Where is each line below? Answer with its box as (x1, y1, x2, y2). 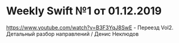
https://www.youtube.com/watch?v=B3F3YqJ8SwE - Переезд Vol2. (6, 24, 174, 31)
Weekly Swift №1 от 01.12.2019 (6, 4, 162, 18)
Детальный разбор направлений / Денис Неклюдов (6, 30, 139, 37)
